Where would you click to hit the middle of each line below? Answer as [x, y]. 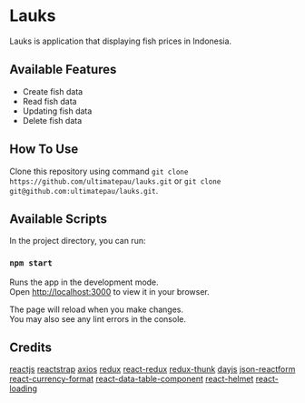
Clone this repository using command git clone [99, 171]
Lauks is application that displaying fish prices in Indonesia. [121, 41]
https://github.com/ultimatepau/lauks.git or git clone [115, 181]
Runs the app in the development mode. [84, 282]
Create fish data [53, 91]
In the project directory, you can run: [78, 241]
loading [24, 388]
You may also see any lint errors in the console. [98, 318]
